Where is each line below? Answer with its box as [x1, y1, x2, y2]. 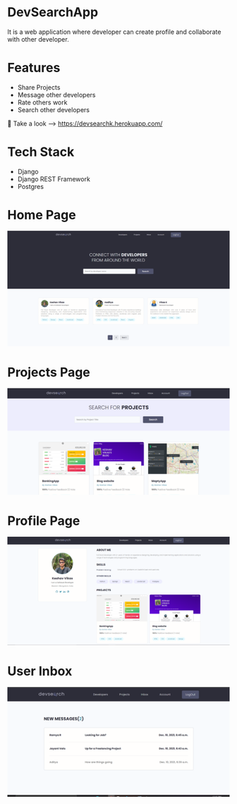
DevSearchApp [7, 4, 99, 20]
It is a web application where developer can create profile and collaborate [7, 28, 221, 36]
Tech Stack [7, 144, 75, 160]
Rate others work [17, 98, 68, 106]
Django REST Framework [17, 174, 90, 183]
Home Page [7, 207, 76, 223]
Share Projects [17, 83, 61, 92]
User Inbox [7, 663, 73, 679]
